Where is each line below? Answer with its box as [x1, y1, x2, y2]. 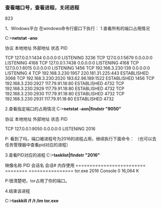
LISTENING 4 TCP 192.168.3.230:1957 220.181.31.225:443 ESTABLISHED [5, 70, 149, 76]
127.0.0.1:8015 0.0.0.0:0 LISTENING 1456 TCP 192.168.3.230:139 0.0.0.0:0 [5, 65, 150, 71]
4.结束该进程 [5, 188, 30, 194]
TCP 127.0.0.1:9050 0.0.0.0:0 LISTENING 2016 [5, 126, 96, 132]
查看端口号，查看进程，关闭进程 [5, 4, 80, 11]
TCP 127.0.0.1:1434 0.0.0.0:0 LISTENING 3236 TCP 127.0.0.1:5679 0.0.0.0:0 [5, 55, 153, 61]
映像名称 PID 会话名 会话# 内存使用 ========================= [5, 163, 146, 168]
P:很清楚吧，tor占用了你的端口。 [5, 178, 70, 184]
